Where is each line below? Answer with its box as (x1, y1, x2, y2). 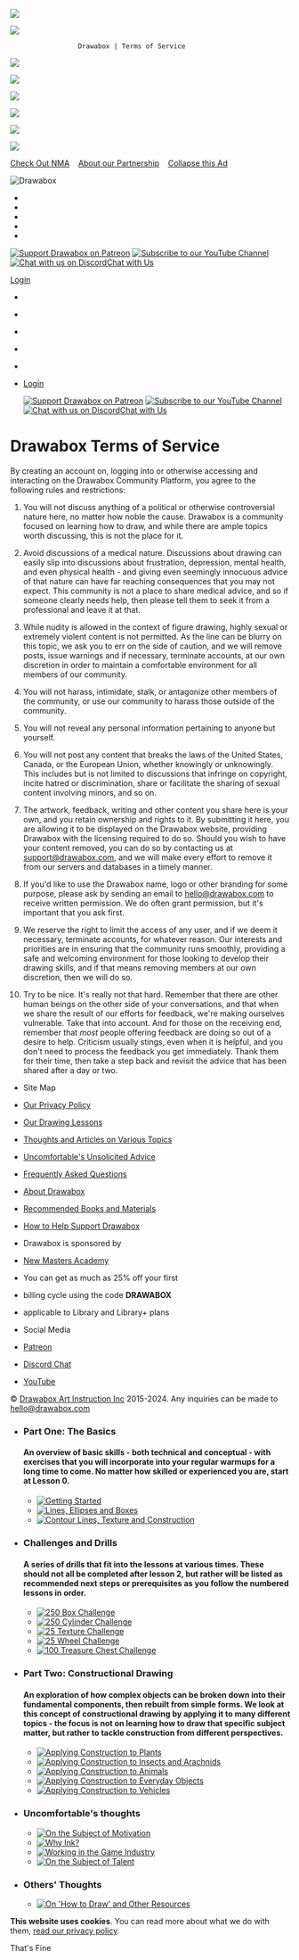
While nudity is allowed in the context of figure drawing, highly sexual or (22, 621, 288, 633)
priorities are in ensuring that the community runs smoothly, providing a (22, 943, 286, 954)
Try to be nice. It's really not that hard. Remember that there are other (22, 988, 279, 999)
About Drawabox (22, 1186, 85, 1196)
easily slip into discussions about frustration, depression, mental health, (22, 557, 287, 567)
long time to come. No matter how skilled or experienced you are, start (22, 1466, 289, 1476)
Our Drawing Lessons (22, 1116, 103, 1128)
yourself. (22, 732, 56, 742)
